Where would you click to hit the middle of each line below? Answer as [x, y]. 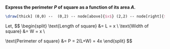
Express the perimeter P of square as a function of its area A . [70, 7]
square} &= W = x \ [25, 31]
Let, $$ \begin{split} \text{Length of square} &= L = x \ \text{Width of [77, 26]
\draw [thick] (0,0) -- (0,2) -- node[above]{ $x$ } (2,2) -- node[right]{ [85, 16]
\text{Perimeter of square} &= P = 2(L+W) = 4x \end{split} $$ [69, 41]
